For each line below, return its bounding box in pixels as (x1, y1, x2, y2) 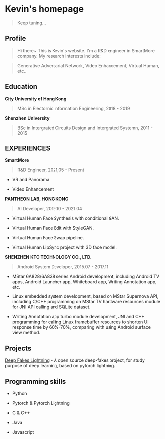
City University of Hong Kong (5, 96, 67, 102)
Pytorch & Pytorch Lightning (12, 400, 70, 406)
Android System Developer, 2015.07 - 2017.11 (17, 264, 109, 270)
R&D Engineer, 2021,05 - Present (17, 167, 84, 173)
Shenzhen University (5, 115, 50, 121)
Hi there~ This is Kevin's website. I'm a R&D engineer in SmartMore (17, 47, 155, 53)
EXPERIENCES (5, 144, 51, 152)
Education (5, 82, 38, 91)
